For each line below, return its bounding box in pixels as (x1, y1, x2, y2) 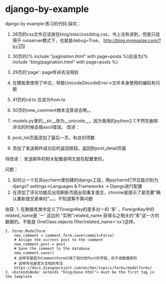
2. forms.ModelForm (5, 228, 46, 234)
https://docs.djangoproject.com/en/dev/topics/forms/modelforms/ (14, 265, 153, 270)
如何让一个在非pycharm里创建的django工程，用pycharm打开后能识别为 (12, 177, 159, 183)
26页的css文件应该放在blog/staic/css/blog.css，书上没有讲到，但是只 (12, 31, 156, 37)
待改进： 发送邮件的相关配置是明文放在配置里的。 (5, 155, 107, 161)
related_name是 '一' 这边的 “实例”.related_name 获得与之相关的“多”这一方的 (5, 212, 160, 218)
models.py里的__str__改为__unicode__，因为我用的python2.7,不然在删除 (12, 118, 159, 124)
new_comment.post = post (14, 242, 66, 247)
